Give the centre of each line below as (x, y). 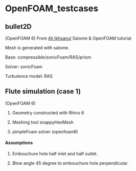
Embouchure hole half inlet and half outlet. (55, 154)
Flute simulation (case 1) (43, 92)
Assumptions (19, 143)
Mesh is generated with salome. (37, 48)
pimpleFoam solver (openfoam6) (45, 131)
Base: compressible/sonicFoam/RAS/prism (48, 57)
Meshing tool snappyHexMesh (43, 122)
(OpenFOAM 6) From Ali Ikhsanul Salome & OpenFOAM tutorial (68, 38)
